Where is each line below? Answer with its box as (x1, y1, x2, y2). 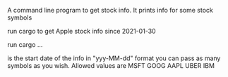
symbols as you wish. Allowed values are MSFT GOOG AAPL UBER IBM (7, 62, 215, 69)
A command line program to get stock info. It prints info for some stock (7, 6, 214, 14)
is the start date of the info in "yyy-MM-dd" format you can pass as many (7, 54, 221, 62)
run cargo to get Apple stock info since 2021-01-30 (7, 27, 157, 35)
